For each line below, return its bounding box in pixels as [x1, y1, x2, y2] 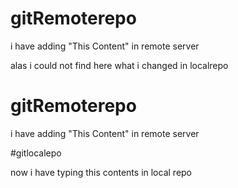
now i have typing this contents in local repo [10, 166, 193, 178]
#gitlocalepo [10, 147, 62, 159]
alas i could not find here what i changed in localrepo [10, 59, 229, 71]
